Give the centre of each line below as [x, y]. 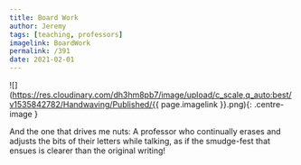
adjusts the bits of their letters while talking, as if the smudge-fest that [140, 141]
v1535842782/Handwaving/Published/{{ [85, 104]
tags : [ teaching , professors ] [66, 34]
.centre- [269, 104]
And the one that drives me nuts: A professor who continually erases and [146, 131]
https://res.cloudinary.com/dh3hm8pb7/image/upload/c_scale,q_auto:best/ [152, 95]
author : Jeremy [38, 26]
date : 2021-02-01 [42, 60]
